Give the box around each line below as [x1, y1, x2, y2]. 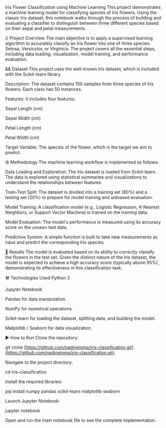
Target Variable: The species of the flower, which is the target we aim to [5, 144, 153, 150]
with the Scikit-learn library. [5, 71, 62, 77]
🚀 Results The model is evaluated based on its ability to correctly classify [5, 249, 155, 255]
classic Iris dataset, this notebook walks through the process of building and [5, 15, 162, 20]
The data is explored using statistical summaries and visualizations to [5, 174, 147, 180]
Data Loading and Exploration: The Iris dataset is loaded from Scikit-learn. [5, 169, 157, 175]
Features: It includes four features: [5, 96, 76, 102]
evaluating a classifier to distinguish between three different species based [5, 20, 159, 26]
